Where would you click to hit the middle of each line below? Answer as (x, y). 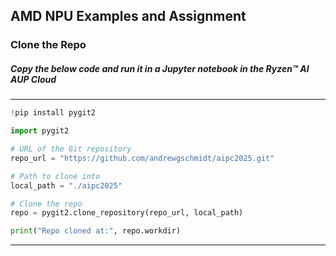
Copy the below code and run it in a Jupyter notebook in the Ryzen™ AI (160, 68)
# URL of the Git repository (71, 149)
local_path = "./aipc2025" (66, 185)
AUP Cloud (33, 79)
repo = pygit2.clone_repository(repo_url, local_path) (127, 213)
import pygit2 (40, 131)
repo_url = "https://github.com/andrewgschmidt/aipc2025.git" (142, 158)
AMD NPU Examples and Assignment (128, 16)
